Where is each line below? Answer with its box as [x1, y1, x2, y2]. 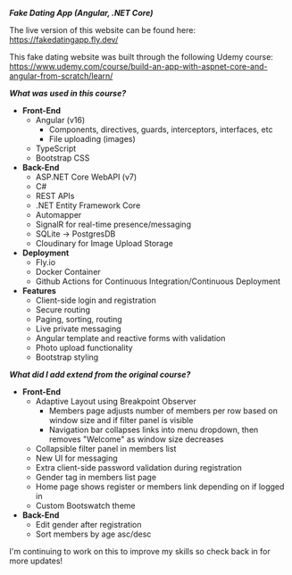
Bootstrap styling [35, 352, 99, 362]
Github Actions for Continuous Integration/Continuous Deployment [35, 276, 281, 287]
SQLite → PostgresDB [35, 229, 116, 239]
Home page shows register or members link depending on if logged [35, 481, 285, 492]
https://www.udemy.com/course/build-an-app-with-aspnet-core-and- [9, 62, 268, 71]
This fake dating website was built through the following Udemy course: [9, 52, 274, 62]
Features [21, 286, 56, 296]
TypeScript [35, 143, 77, 154]
